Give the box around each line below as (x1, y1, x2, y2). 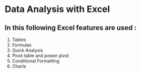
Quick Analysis (12, 47, 43, 53)
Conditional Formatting (12, 58, 60, 63)
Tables (12, 36, 26, 42)
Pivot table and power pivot (12, 52, 69, 58)
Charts (12, 63, 26, 69)
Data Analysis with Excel (5, 3, 110, 15)
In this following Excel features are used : (5, 23, 136, 32)
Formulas (12, 42, 32, 48)
